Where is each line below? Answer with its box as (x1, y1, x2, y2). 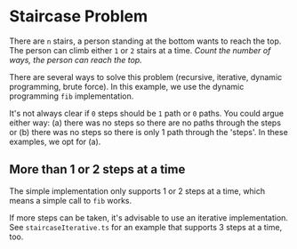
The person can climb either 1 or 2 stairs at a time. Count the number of (9, 44, 271, 55)
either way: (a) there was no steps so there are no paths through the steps (9, 117, 282, 128)
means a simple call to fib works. (9, 195, 132, 205)
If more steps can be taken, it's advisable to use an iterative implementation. (9, 212, 289, 223)
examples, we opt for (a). (9, 136, 101, 147)
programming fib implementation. (9, 91, 134, 101)
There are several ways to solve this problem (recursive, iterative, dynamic (9, 71, 283, 82)
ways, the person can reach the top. (9, 54, 142, 65)
